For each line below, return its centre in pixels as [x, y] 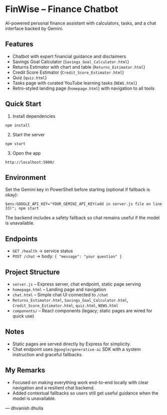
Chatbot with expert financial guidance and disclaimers [69, 56]
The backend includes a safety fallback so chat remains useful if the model [82, 218]
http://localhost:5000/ [30, 162]
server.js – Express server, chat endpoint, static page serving [76, 284]
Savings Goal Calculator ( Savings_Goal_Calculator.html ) [70, 62]
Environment [26, 177]
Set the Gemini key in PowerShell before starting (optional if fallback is [77, 189]
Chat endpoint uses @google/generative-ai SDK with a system [76, 349]
